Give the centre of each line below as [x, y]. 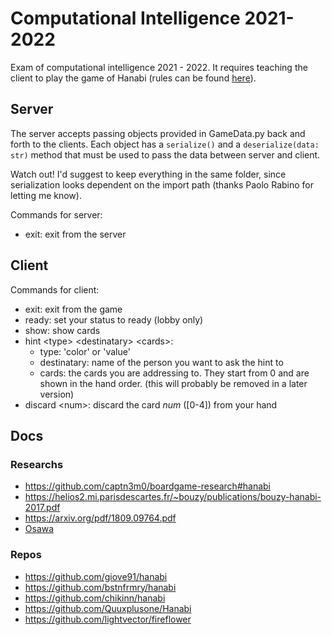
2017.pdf [42, 508]
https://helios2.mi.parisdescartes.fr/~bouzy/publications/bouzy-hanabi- [173, 497]
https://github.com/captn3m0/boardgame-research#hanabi [148, 486]
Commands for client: [55, 289]
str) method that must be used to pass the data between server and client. [165, 154]
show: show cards [62, 330]
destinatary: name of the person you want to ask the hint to [161, 362]
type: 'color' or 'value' [85, 351]
